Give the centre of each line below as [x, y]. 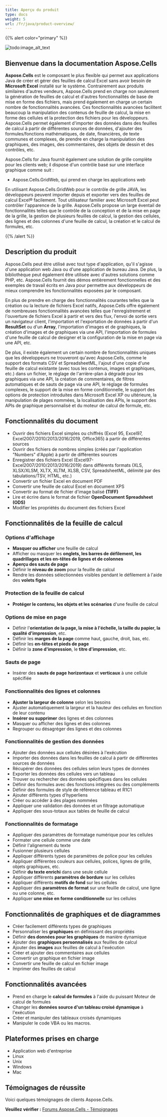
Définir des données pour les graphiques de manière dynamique [80, 937]
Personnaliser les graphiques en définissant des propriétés [73, 931]
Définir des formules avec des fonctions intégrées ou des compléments [86, 784]
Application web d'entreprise [42, 1051]
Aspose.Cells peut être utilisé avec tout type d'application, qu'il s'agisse [79, 264]
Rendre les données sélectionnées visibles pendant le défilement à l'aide [87, 575]
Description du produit [41, 252]
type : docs [16, 14]
